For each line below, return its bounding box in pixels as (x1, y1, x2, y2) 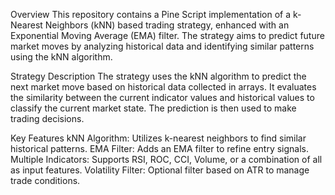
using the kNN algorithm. (10, 51, 113, 63)
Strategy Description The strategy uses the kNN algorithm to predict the (10, 70, 307, 82)
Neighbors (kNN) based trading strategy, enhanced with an (44, 19, 290, 31)
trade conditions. (10, 175, 81, 186)
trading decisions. (10, 113, 85, 124)
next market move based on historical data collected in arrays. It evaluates (10, 81, 317, 93)
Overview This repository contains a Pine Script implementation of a (10, 9, 292, 20)
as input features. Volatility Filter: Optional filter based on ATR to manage (10, 164, 310, 176)
